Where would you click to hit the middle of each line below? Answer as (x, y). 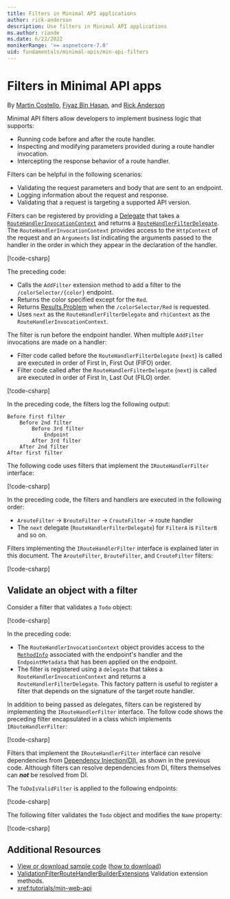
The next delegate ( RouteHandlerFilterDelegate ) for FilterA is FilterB (117, 527)
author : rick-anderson (39, 20)
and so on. (32, 535)
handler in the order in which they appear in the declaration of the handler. (112, 244)
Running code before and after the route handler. (86, 139)
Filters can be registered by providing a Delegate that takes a (93, 215)
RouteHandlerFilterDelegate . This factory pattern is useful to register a (117, 684)
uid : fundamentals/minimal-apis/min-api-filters (78, 52)
